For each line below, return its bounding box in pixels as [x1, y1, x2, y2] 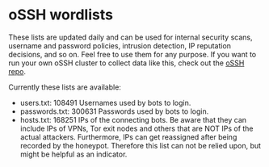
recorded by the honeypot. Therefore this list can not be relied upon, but [19, 140, 261, 150]
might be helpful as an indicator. [19, 149, 128, 159]
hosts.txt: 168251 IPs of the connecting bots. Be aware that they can [19, 115, 247, 124]
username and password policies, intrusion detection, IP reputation [8, 40, 232, 50]
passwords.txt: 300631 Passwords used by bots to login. [19, 106, 209, 116]
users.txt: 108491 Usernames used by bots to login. [19, 98, 191, 107]
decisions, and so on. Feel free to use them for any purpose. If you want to [8, 49, 257, 59]
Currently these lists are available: [8, 82, 121, 92]
